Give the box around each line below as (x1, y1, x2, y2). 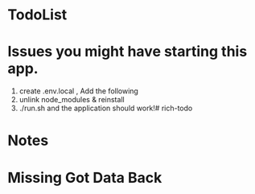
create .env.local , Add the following (19, 86, 138, 96)
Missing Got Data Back (7, 168, 162, 187)
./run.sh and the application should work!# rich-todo (19, 103, 193, 114)
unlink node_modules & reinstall (19, 95, 125, 105)
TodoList (7, 6, 68, 24)
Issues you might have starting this (7, 43, 248, 61)
